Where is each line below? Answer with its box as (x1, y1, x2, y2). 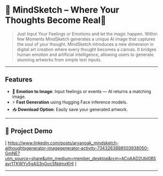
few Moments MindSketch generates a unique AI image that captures (16, 36, 156, 42)
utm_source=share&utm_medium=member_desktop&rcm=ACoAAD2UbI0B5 (5, 156, 156, 161)
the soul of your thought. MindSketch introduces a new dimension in (16, 41, 154, 47)
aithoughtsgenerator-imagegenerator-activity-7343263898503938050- (5, 145, 149, 151)
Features (5, 76, 33, 84)
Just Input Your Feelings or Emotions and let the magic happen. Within (16, 31, 158, 37)
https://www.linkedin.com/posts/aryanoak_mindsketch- (8, 140, 119, 146)
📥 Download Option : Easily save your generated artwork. (12, 106, 128, 112)
